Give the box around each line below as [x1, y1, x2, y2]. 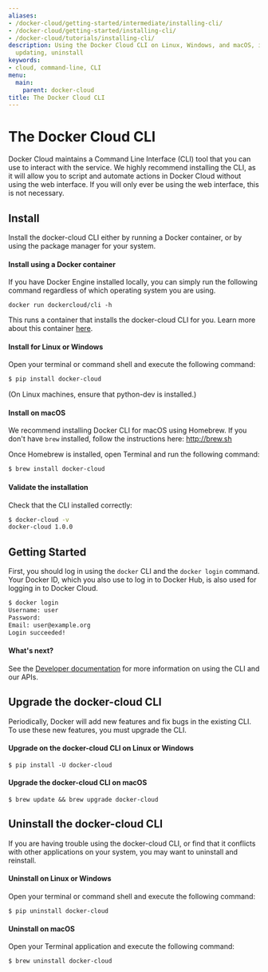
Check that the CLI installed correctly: [8, 500, 133, 510]
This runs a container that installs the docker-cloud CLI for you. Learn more [8, 315, 256, 325]
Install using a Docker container [8, 259, 116, 269]
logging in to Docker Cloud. [8, 584, 98, 593]
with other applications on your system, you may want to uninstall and [8, 847, 238, 856]
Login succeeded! [8, 628, 66, 636]
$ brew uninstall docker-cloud [8, 957, 112, 966]
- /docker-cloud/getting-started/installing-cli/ [8, 26, 177, 34]
